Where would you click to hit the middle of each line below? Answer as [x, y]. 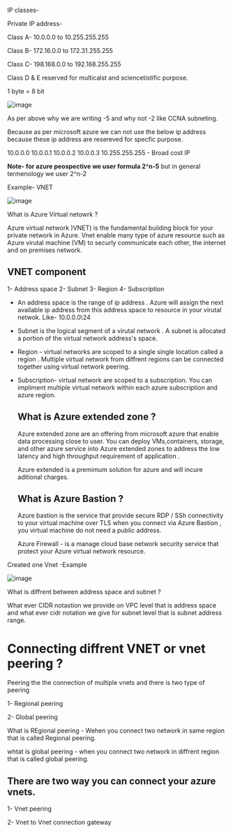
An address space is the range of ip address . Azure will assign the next [120, 302]
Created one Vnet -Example [47, 565]
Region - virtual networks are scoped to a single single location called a [120, 351]
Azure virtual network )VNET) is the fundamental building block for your [110, 228]
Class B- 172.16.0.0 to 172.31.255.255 [60, 51]
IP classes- [23, 10]
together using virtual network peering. [74, 367]
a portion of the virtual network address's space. [88, 338]
